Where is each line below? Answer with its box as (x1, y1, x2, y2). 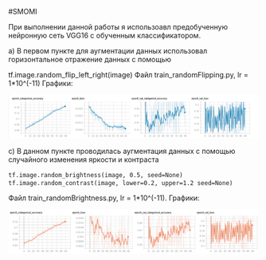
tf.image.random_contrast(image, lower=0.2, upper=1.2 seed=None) (8, 179, 233, 187)
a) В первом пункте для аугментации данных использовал (8, 46, 208, 55)
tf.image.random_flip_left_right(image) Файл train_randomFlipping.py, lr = (8, 70, 249, 79)
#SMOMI (8, 7, 37, 16)
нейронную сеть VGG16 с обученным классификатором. (8, 31, 201, 40)
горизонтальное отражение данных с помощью (8, 55, 172, 64)
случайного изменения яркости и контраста (8, 155, 159, 164)
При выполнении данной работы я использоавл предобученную (8, 22, 229, 31)
